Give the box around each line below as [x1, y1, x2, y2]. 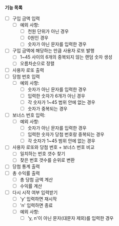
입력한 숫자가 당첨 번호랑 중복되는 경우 [27, 131, 105, 138]
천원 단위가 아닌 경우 [27, 28, 69, 34]
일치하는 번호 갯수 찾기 [19, 150, 66, 157]
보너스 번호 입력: [12, 112, 46, 118]
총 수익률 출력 [12, 170, 40, 176]
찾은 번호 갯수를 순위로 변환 [19, 157, 75, 163]
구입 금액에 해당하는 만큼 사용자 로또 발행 [12, 48, 95, 54]
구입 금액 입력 [12, 15, 40, 22]
